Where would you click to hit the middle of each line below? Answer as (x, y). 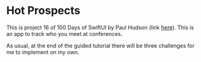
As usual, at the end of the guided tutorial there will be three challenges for (100, 46)
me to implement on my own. (43, 52)
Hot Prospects (43, 11)
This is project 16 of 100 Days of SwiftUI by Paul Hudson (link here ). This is (100, 27)
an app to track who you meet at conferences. (64, 33)
